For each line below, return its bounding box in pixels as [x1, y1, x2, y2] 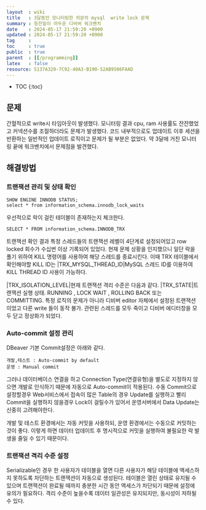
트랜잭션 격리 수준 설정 [6, 452, 69, 460]
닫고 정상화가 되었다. [12, 312, 63, 320]
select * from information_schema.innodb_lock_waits [6, 202, 145, 208]
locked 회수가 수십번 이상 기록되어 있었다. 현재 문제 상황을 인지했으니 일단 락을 [6, 245, 196, 253]
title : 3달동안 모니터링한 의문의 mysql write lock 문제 [6, 15, 149, 21]
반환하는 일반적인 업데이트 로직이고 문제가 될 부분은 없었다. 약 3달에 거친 [6, 135, 180, 143]
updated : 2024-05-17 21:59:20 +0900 [6, 32, 103, 38]
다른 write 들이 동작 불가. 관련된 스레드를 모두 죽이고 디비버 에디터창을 [22, 304, 191, 312]
